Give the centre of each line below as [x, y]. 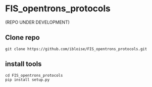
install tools [24, 64]
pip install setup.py [27, 80]
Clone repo [23, 38]
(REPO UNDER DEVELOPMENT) [38, 22]
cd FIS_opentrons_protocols [34, 75]
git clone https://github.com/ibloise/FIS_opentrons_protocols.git [76, 49]
